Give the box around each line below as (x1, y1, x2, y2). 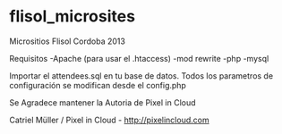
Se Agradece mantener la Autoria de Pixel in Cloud (9, 96, 196, 108)
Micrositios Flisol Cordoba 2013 (9, 36, 125, 46)
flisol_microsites (9, 6, 136, 27)
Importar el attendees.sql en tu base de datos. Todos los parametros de (9, 70, 274, 81)
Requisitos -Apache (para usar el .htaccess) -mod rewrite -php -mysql (9, 53, 269, 63)
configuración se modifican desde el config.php (9, 80, 186, 90)
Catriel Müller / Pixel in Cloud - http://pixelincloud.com (9, 114, 209, 125)
